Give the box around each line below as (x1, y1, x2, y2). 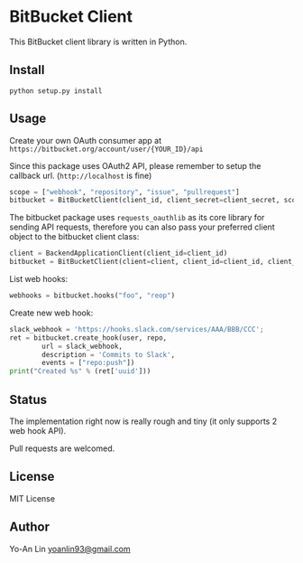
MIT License (9, 493, 56, 503)
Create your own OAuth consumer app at (9, 135, 162, 145)
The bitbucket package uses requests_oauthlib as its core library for (9, 212, 265, 223)
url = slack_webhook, (41, 342, 124, 351)
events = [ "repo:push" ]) (41, 359, 135, 368)
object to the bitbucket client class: (9, 231, 140, 242)
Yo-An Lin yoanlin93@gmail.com (9, 543, 131, 554)
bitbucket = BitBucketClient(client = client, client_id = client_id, (9, 258, 264, 267)
